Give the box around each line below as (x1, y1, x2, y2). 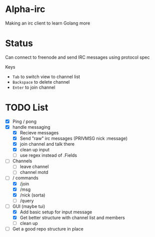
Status (5, 38, 33, 49)
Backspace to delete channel (12, 79, 70, 85)
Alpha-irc (5, 4, 45, 15)
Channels (12, 158, 32, 164)
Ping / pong (12, 118, 36, 124)
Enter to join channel (12, 84, 55, 90)
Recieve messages (19, 129, 59, 136)
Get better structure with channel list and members (19, 214, 125, 220)
